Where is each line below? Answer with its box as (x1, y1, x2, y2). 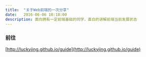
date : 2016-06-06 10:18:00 (5, 12, 67, 17)
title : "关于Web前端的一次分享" (5, 7, 70, 13)
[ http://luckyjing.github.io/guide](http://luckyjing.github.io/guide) (5, 46, 141, 52)
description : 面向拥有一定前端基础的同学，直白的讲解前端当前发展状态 (5, 17, 137, 22)
